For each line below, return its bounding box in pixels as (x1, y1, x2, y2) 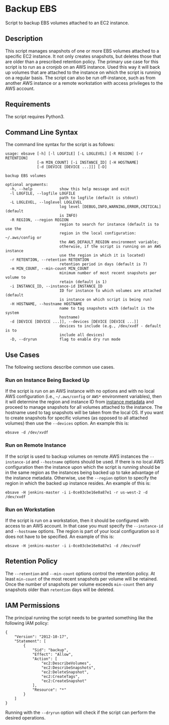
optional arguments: (5, 182, 49, 187)
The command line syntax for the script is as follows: (5, 141, 115, 148)
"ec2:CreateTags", (41, 674, 80, 679)
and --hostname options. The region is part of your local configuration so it (5, 528, 159, 535)
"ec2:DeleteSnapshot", (41, 669, 89, 674)
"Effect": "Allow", (32, 652, 73, 657)
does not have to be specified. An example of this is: (5, 534, 115, 540)
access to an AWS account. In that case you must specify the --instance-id (5, 523, 163, 529)
